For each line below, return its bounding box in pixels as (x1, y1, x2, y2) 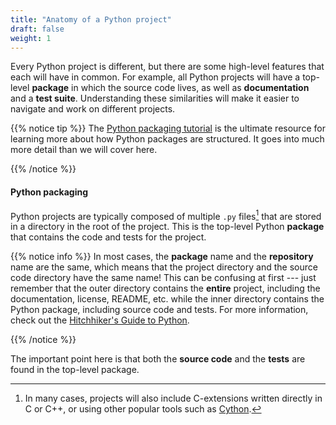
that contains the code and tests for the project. (10, 231, 207, 243)
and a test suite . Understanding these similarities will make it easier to (10, 92, 300, 105)
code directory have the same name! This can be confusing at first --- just (10, 272, 317, 284)
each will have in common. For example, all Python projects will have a (10, 71, 301, 83)
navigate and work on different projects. (10, 103, 176, 115)
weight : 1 (10, 33, 52, 43)
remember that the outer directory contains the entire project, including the (10, 282, 321, 295)
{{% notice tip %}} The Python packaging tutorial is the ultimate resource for (10, 122, 326, 135)
